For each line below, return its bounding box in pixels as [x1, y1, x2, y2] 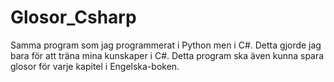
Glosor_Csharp [10, 6, 137, 29]
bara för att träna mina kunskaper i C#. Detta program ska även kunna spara [10, 49, 325, 61]
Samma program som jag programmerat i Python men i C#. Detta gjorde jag [10, 39, 322, 51]
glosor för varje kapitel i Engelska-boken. [10, 60, 180, 72]
